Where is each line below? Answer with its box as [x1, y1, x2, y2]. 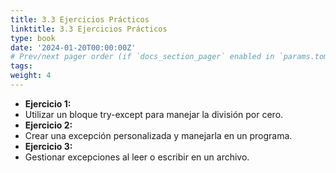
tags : [10, 61, 33, 71]
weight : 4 [10, 71, 52, 81]
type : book [10, 33, 56, 43]
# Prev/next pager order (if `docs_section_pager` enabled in [10, 52, 275, 62]
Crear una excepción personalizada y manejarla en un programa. [24, 129, 293, 141]
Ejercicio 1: [24, 97, 72, 110]
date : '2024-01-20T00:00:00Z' [10, 42, 137, 53]
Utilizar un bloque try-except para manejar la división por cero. [24, 108, 284, 120]
